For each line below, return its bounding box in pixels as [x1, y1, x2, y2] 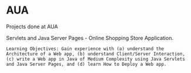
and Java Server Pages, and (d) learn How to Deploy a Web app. [6, 61, 167, 67]
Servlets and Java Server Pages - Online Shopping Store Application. [6, 34, 173, 41]
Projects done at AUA [6, 23, 58, 30]
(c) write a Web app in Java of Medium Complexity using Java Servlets [6, 56, 185, 62]
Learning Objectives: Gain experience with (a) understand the [6, 45, 165, 52]
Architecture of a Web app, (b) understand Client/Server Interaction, [6, 51, 185, 57]
